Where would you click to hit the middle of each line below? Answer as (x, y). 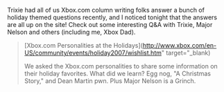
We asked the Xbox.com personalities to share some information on (121, 66)
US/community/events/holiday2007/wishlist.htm (93, 53)
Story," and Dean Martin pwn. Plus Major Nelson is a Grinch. (110, 81)
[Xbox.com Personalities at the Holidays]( (84, 45)
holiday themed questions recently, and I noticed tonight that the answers (112, 17)
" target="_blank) (186, 53)
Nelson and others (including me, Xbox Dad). (71, 32)
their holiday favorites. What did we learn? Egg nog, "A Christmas (118, 73)
